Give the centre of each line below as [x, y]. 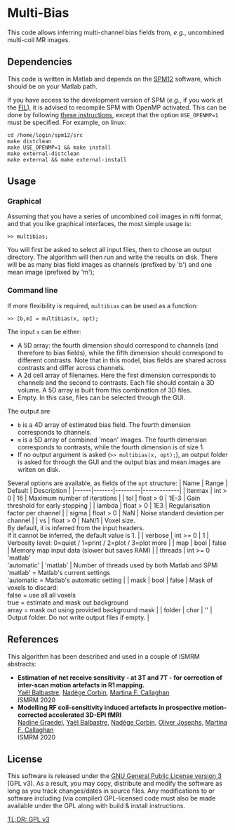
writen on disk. [39, 469]
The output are [29, 411]
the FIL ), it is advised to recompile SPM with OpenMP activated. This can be [117, 107]
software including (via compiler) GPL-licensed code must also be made [112, 798]
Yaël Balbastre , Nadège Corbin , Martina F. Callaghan [93, 692]
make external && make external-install [67, 159]
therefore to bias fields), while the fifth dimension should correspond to [120, 353]
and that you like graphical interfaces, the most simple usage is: [99, 224]
